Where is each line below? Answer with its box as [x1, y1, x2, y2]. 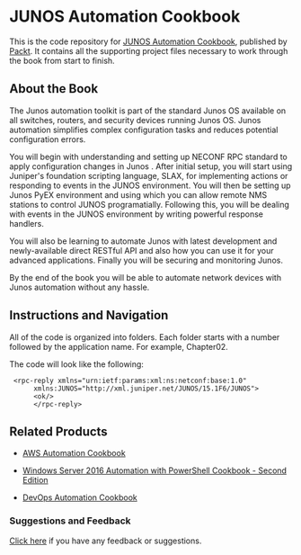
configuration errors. [9, 133, 86, 145]
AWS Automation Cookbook [22, 448, 126, 459]
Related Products [9, 424, 108, 439]
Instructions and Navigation [9, 308, 169, 323]
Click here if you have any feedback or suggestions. [9, 535, 202, 546]
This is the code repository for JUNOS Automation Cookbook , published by [9, 36, 288, 47]
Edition [22, 475, 49, 486]
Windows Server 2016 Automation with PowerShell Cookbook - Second [22, 465, 288, 476]
